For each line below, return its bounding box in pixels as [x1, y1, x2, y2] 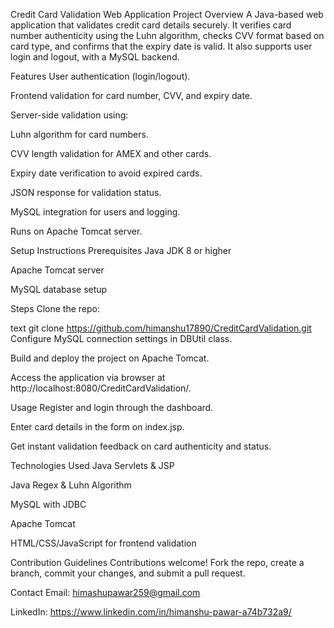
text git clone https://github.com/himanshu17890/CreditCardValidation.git [10, 322, 312, 334]
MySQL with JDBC [10, 499, 87, 510]
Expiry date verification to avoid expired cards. [10, 167, 203, 179]
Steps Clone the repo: [10, 303, 101, 314]
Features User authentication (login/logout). [10, 70, 191, 82]
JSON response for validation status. [10, 187, 162, 198]
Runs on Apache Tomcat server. [10, 225, 143, 237]
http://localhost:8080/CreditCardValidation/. [10, 382, 192, 394]
